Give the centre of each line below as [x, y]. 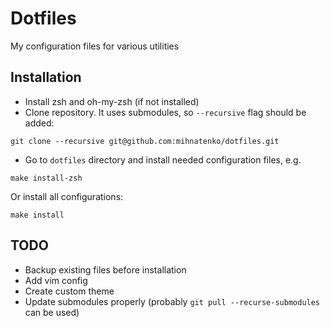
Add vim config [56, 280]
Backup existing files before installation [105, 269]
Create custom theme [69, 291]
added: [39, 123]
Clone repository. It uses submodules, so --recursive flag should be [165, 112]
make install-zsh [46, 178]
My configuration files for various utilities [95, 46]
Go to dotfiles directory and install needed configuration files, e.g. [163, 159]
